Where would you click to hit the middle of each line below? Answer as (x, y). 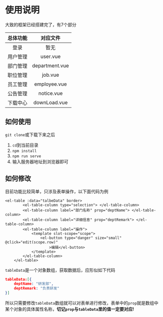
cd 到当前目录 (25, 145)
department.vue (51, 65)
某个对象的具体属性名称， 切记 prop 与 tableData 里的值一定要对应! (69, 309)
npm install (24, 151)
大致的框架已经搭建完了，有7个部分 (41, 25)
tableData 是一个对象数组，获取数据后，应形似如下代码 (60, 270)
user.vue (51, 56)
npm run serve (27, 156)
